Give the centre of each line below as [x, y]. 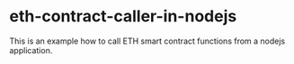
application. [31, 50]
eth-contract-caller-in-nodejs [123, 16]
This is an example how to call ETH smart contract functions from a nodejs [147, 41]
